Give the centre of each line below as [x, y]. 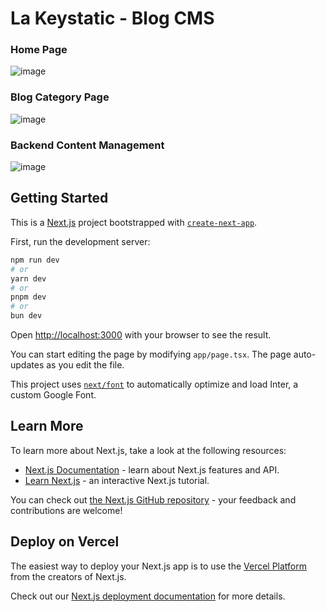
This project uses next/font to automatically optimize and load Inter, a [154, 384]
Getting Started [59, 198]
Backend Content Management [87, 145]
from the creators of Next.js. [68, 576]
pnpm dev [28, 297]
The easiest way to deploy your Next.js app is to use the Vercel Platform [159, 566]
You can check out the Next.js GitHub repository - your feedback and [153, 499]
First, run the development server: [80, 241]
